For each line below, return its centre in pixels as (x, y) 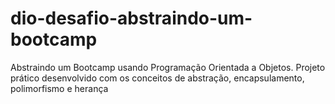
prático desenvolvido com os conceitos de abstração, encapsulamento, (157, 78)
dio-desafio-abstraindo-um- (131, 18)
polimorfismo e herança (59, 88)
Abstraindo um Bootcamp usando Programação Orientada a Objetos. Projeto (168, 67)
